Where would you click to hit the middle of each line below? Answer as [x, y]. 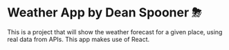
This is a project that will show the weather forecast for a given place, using [115, 32]
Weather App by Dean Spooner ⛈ [104, 13]
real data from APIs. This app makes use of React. [79, 39]
